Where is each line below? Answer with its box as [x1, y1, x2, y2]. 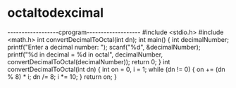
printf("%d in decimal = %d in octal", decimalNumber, [7, 50, 163, 59]
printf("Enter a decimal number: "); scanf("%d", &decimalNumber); [7, 43, 201, 51]
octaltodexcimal [7, 5, 104, 21]
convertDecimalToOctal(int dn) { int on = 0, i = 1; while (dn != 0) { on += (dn [7, 65, 225, 73]
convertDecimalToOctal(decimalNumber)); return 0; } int [7, 57, 170, 66]
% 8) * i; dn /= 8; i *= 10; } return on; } [7, 72, 118, 81]
